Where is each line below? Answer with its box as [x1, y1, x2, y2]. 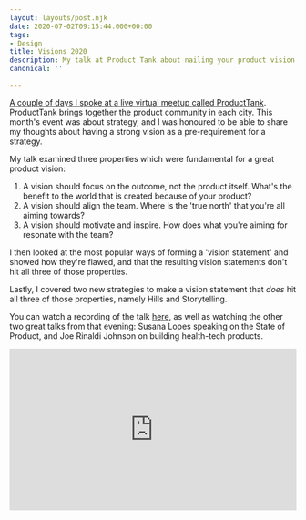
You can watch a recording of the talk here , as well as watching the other [9, 311, 284, 321]
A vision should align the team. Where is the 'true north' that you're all [22, 199, 285, 210]
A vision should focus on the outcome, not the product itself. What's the [22, 180, 293, 191]
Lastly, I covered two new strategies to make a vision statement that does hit [9, 283, 297, 294]
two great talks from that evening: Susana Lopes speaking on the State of [9, 321, 285, 331]
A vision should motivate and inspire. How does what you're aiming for [22, 219, 289, 230]
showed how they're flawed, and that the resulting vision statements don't [9, 256, 288, 267]
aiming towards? [22, 209, 85, 220]
